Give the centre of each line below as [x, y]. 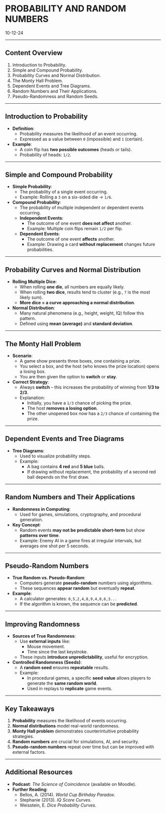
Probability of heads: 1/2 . [45, 155]
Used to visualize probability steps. [55, 456]
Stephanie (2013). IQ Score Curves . [56, 800]
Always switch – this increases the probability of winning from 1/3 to [89, 387]
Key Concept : [26, 525]
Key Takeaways [30, 709]
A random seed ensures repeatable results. [64, 668]
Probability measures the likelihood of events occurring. [70, 721]
